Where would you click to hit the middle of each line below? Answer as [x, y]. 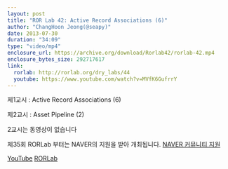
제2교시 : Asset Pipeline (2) [46, 115]
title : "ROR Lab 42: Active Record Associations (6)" [88, 20]
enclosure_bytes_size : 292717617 [56, 60]
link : [15, 66]
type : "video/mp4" [34, 46]
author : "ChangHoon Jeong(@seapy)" [59, 27]
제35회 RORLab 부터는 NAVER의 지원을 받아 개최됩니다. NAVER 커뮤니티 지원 [114, 144]
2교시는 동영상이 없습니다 [42, 130]
